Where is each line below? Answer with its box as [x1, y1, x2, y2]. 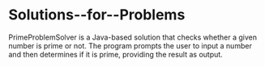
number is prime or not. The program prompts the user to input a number [8, 40, 253, 50]
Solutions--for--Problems [8, 6, 186, 24]
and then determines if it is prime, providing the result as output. [8, 49, 223, 59]
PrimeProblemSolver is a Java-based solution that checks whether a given [8, 32, 258, 42]
